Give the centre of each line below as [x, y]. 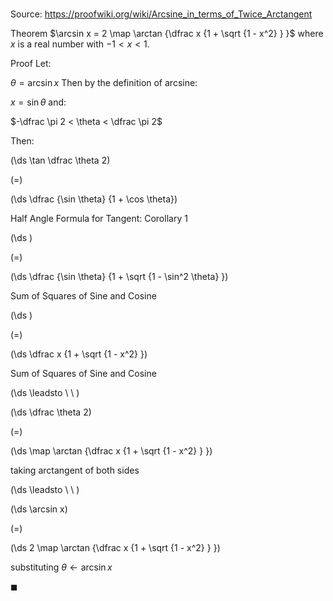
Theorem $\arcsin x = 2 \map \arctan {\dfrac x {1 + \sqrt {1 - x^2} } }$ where [167, 34]
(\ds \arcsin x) [39, 509]
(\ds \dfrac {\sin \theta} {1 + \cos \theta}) [94, 199]
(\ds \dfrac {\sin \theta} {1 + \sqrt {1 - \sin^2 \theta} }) [119, 277]
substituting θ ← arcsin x [61, 567]
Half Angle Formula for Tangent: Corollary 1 [99, 219]
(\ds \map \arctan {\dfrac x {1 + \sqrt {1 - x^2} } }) [111, 451]
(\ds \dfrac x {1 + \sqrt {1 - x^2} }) [79, 354]
